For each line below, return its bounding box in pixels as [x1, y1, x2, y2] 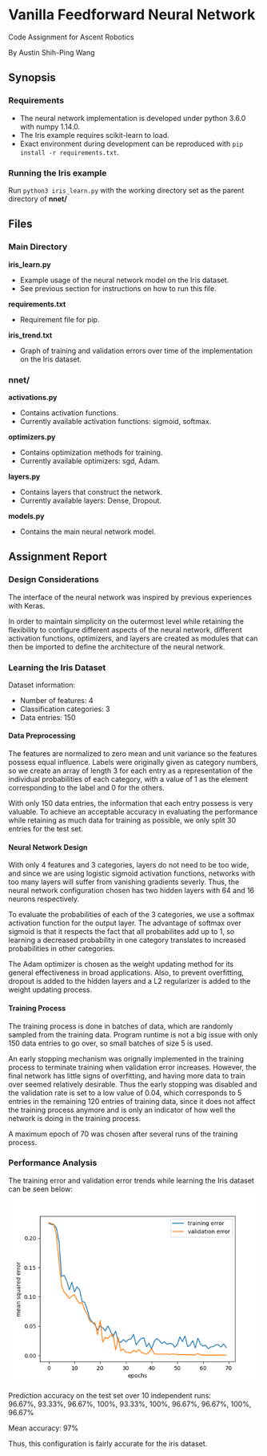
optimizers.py [8, 431, 56, 442]
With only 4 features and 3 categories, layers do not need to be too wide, [8, 860, 249, 870]
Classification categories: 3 [19, 704, 110, 714]
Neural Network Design [8, 842, 88, 851]
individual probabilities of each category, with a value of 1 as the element [8, 775, 249, 784]
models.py [8, 511, 45, 520]
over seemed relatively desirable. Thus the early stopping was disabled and [8, 1079, 257, 1089]
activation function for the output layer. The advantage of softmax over [8, 918, 241, 928]
